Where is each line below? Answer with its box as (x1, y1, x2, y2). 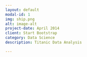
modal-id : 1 (5, 12, 30, 17)
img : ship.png (5, 16, 35, 21)
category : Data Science (5, 35, 55, 40)
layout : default (5, 7, 39, 12)
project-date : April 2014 (5, 26, 59, 31)
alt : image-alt (5, 21, 37, 26)
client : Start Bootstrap (5, 30, 57, 35)
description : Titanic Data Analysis (5, 40, 82, 45)
